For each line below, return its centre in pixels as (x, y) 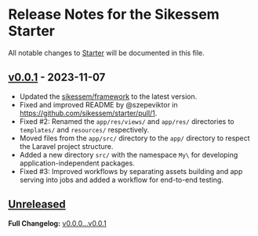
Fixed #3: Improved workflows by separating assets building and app (131, 171)
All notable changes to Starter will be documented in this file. (107, 53)
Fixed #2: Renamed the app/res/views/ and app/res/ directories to (127, 121)
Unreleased (37, 204)
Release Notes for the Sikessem (114, 15)
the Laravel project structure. (66, 146)
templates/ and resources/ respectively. (84, 129)
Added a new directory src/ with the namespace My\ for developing (129, 154)
